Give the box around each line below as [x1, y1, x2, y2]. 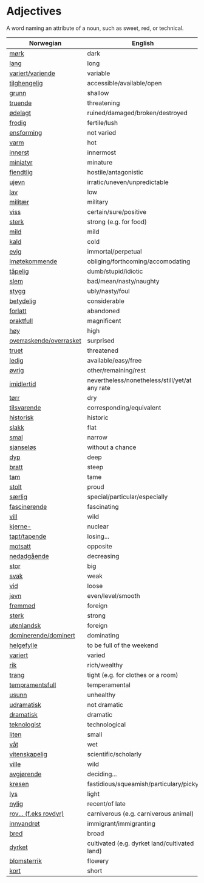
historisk [9, 413, 34, 422]
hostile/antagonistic [87, 168, 144, 176]
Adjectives [6, 4, 62, 18]
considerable [87, 297, 124, 305]
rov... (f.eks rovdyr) [9, 809, 64, 818]
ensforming [9, 128, 42, 137]
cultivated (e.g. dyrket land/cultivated [87, 839, 194, 848]
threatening [87, 99, 120, 107]
